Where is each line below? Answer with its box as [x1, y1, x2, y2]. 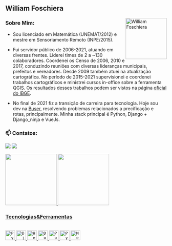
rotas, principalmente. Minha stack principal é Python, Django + [12, 111, 147, 117]
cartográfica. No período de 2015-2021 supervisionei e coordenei [12, 74, 151, 80]
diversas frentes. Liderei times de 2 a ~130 [12, 52, 103, 58]
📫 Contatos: [5, 129, 37, 136]
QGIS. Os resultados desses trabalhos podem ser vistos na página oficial [12, 85, 167, 91]
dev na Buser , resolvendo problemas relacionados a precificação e [12, 105, 154, 112]
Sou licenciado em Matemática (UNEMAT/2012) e [12, 31, 117, 37]
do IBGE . [12, 90, 32, 96]
